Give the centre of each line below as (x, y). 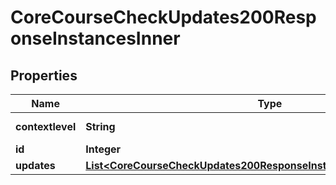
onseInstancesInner (95, 38)
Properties (44, 75)
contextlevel (46, 126)
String (100, 126)
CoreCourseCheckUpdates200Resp (163, 17)
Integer (103, 149)
